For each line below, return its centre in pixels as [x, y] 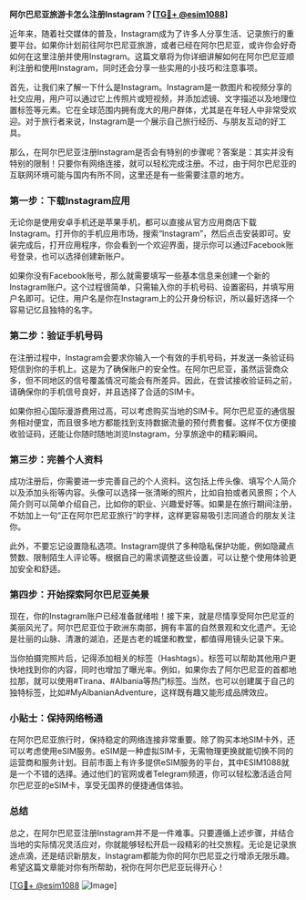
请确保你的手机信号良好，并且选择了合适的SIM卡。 [105, 392]
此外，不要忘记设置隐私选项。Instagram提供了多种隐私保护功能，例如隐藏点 [152, 546]
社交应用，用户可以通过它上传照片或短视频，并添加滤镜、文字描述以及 [141, 98]
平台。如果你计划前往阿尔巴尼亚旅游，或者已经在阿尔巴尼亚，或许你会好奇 [157, 45]
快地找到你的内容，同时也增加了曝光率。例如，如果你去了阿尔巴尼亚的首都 [149, 670]
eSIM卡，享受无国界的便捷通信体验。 [118, 785]
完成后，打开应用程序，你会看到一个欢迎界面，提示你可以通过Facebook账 [155, 245]
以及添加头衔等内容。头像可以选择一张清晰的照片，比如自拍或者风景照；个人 [153, 492]
